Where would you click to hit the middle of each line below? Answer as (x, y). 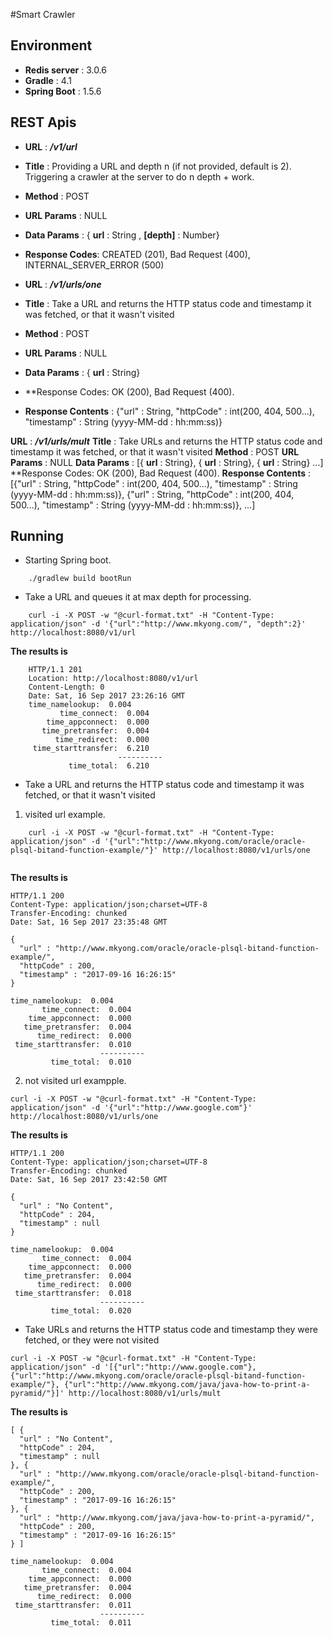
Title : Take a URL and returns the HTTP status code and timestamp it (168, 303)
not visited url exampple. (75, 1081)
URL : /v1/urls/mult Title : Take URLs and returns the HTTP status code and (166, 441)
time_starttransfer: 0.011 (73, 1605)
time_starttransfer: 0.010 (73, 1045)
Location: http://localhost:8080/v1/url (113, 679)
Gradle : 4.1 (48, 80)
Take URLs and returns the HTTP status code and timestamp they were (171, 1330)
